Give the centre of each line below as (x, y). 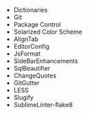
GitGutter (26, 83)
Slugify (24, 98)
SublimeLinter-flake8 (43, 105)
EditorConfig (31, 46)
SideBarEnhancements (46, 61)
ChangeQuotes (35, 76)
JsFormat (27, 54)
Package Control (37, 24)
